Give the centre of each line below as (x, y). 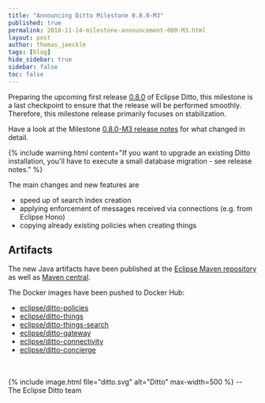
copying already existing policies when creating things (108, 225)
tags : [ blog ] (30, 52)
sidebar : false (33, 67)
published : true (35, 23)
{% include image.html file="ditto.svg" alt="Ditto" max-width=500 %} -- (125, 382)
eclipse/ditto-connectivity (62, 341)
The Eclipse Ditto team (45, 390)
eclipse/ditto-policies (54, 308)
